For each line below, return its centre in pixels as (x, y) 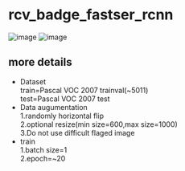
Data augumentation (54, 107)
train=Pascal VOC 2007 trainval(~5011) (84, 90)
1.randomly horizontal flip (62, 116)
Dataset (33, 81)
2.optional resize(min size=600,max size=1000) (99, 124)
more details (40, 62)
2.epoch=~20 (43, 158)
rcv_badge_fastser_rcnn (91, 15)
